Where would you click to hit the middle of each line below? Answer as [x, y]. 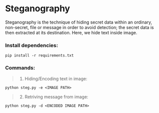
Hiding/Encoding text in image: [56, 79]
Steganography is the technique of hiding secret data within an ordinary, [79, 22]
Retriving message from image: [56, 97]
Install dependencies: [32, 45]
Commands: [20, 68]
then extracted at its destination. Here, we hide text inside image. [71, 32]
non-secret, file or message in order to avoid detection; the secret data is [79, 27]
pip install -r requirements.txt [40, 56]
